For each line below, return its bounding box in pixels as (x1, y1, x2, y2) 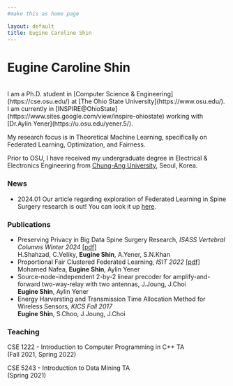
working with (166, 112, 204, 121)
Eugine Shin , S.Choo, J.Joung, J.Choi (17, 309, 126, 318)
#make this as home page (7, 10, 80, 17)
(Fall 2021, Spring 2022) (7, 350, 77, 359)
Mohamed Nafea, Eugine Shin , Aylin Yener (17, 265, 140, 273)
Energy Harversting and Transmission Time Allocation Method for (17, 295, 206, 303)
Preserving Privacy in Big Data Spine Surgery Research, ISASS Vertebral (17, 235, 225, 244)
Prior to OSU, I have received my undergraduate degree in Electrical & (7, 154, 208, 163)
